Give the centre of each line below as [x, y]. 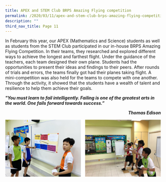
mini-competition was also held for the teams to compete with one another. [82, 78]
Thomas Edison [145, 113]
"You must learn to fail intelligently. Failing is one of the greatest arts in [80, 98]
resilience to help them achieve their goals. [49, 88]
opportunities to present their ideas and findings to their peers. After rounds [82, 67]
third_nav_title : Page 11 [32, 26]
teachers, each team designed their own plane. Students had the [71, 62]
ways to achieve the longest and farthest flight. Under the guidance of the [80, 57]
